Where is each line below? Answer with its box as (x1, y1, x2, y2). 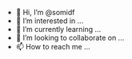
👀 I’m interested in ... (15, 16, 84, 26)
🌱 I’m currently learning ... (15, 25, 102, 33)
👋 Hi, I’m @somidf (15, 8, 75, 17)
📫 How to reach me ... (15, 42, 90, 51)
